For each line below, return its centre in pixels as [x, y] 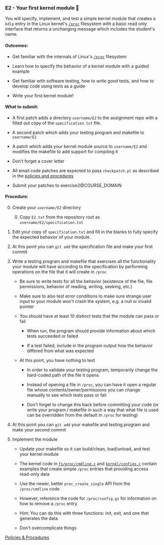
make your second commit [39, 429]
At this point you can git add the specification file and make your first [82, 246]
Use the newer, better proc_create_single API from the [75, 484]
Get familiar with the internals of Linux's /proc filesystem [69, 57]
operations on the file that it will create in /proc [59, 272]
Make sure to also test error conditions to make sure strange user [85, 296]
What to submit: [22, 107]
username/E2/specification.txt [51, 223]
